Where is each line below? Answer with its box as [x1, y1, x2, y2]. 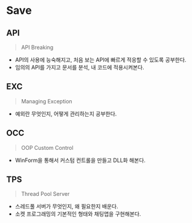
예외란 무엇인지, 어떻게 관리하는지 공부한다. [14, 110, 117, 117]
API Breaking [21, 44, 54, 51]
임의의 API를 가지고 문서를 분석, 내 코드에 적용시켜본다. [14, 64, 145, 71]
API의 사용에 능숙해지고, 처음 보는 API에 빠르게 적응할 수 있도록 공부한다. [14, 56, 187, 63]
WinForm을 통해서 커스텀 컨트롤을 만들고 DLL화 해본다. [14, 157, 146, 164]
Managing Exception [21, 97, 72, 105]
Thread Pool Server [21, 190, 70, 198]
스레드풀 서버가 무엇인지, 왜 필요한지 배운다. [14, 203, 119, 210]
